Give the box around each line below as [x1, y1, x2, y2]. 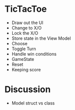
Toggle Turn [11, 46, 36, 52]
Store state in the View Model [11, 35, 71, 41]
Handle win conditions [11, 51, 57, 57]
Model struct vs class [11, 100, 55, 106]
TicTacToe [4, 3, 47, 15]
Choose [11, 40, 28, 46]
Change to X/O [11, 25, 42, 30]
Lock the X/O [11, 30, 38, 36]
